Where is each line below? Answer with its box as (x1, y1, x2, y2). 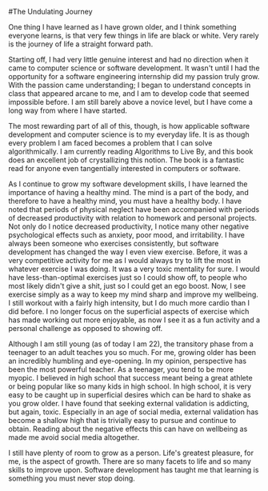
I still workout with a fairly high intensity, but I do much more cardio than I (8, 298, 250, 307)
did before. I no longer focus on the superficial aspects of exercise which (8, 307, 250, 316)
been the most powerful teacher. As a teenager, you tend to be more (8, 365, 234, 374)
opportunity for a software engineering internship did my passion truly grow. (8, 72, 260, 81)
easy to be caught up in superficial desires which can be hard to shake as (8, 390, 251, 399)
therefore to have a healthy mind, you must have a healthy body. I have (8, 196, 242, 206)
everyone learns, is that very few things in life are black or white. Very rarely (8, 31, 259, 40)
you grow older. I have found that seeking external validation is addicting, (8, 399, 250, 408)
